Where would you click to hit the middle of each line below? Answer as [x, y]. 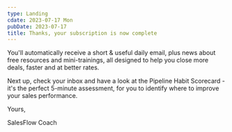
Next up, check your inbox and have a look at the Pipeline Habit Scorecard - [116, 81]
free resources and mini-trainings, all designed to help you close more [108, 60]
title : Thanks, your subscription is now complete [82, 33]
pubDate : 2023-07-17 [37, 26]
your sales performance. [42, 96]
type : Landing [28, 14]
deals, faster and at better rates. [53, 67]
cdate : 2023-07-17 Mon [40, 20]
